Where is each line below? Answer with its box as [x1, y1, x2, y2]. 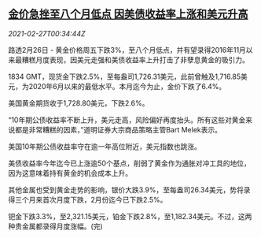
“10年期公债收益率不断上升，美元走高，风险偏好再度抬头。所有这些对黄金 [8, 115, 246, 125]
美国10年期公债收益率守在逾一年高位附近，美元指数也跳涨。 [8, 141, 202, 151]
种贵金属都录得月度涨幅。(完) [8, 221, 104, 231]
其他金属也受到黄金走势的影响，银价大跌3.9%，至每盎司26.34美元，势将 [8, 184, 244, 195]
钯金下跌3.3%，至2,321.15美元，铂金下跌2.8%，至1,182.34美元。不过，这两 [8, 211, 252, 221]
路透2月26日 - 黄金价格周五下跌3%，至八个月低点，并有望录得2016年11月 [8, 45, 246, 54]
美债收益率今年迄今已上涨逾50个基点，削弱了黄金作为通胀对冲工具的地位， [8, 158, 252, 168]
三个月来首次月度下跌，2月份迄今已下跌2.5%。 [14, 195, 167, 204]
